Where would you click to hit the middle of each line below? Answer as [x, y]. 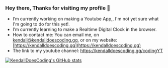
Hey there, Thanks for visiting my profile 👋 [58, 8]
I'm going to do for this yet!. [41, 24]
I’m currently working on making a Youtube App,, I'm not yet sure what [86, 19]
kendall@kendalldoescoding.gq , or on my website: [65, 40]
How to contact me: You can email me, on [56, 35]
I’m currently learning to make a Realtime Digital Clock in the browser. [85, 29]
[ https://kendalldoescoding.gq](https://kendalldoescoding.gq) [77, 45]
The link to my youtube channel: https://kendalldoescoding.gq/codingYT [88, 51]
